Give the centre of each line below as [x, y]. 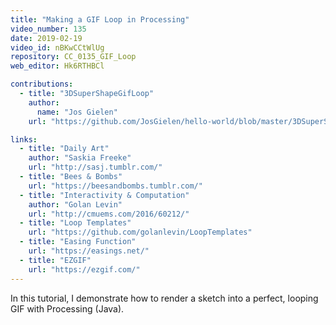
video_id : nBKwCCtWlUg [57, 47]
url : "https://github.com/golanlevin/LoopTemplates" [140, 232]
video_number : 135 [48, 29]
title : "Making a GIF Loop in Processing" [100, 19]
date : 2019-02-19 [46, 38]
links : [24, 139]
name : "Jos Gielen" [77, 112]
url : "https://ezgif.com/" [84, 269]
